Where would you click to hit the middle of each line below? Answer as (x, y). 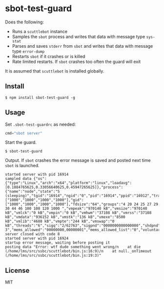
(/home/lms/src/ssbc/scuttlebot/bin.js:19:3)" (53, 256)
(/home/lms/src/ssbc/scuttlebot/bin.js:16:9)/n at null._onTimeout (78, 251)
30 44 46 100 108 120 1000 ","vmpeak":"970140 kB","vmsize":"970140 (76, 209)
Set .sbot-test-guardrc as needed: (41, 124)
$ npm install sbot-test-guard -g (40, 97)
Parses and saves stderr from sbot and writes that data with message (82, 46)
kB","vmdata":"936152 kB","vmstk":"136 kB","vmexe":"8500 (65, 217)
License (17, 270)
